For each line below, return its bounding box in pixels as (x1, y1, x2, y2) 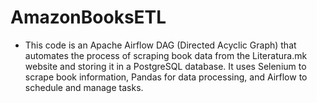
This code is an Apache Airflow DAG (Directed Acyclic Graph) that (24, 39, 297, 51)
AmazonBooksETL (10, 6, 167, 29)
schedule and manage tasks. (24, 81, 144, 93)
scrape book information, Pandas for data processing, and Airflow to (24, 71, 308, 83)
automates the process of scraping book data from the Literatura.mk (24, 49, 308, 61)
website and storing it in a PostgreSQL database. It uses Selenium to (24, 60, 307, 72)
